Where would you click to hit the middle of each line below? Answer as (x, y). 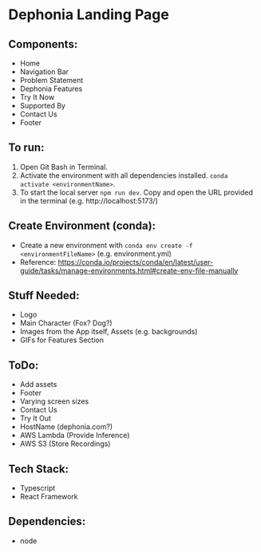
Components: (43, 44)
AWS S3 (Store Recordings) (65, 444)
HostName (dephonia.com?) (66, 427)
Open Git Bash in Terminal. (63, 167)
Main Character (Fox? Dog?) (66, 323)
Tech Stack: (39, 469)
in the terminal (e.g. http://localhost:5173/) (89, 200)
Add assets (38, 384)
